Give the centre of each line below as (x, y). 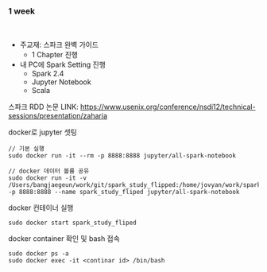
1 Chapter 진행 (54, 55)
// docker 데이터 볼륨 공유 (49, 171)
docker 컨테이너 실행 (41, 208)
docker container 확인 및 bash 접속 (64, 239)
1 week (22, 11)
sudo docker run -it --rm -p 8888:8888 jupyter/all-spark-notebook (122, 156)
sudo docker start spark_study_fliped (72, 223)
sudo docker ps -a (39, 254)
